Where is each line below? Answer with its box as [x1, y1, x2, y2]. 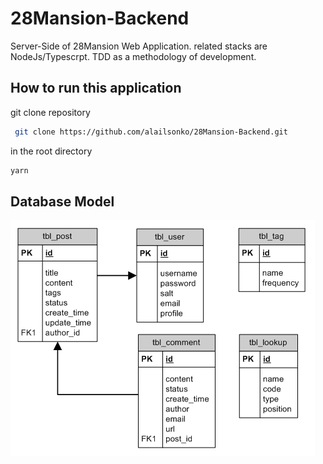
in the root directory [10, 145, 93, 157]
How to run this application [10, 80, 182, 97]
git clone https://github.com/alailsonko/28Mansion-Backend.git [14, 127, 288, 137]
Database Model [10, 193, 115, 210]
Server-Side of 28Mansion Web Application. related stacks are [10, 40, 268, 52]
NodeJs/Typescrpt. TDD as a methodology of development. [10, 50, 257, 62]
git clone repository [10, 106, 91, 118]
